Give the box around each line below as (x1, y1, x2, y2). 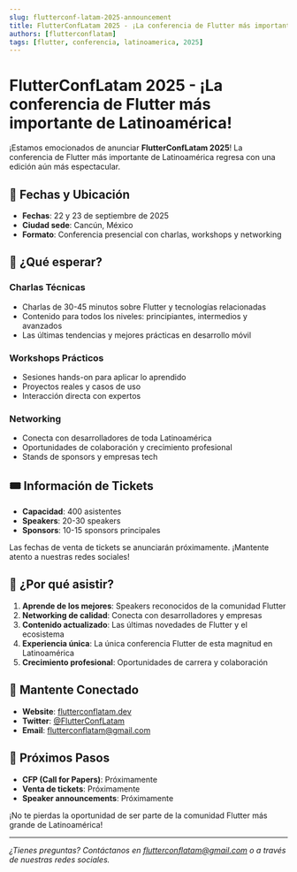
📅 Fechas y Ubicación (9, 187, 131, 202)
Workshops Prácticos (9, 351, 104, 363)
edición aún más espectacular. (9, 161, 121, 172)
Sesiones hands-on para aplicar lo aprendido (21, 371, 187, 382)
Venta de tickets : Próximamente (21, 784, 141, 794)
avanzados (21, 320, 63, 331)
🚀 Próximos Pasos (9, 751, 110, 766)
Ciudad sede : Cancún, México (21, 220, 133, 230)
